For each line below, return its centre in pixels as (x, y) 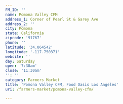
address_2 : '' (20, 24)
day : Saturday (20, 61)
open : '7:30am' (21, 66)
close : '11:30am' (24, 71)
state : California (25, 33)
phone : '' (16, 43)
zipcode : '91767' (24, 38)
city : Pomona (19, 29)
